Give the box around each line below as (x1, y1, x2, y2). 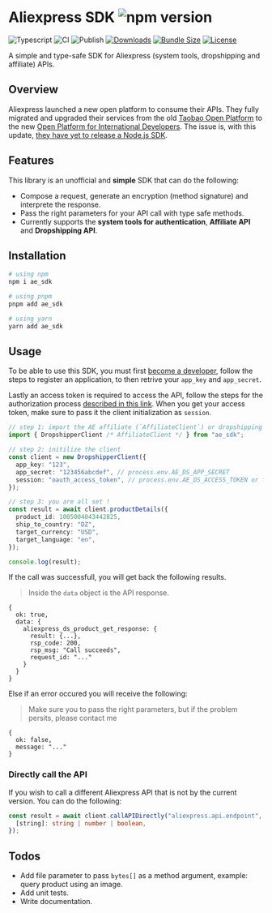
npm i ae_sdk (8, 278, 53, 286)
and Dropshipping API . (19, 225, 98, 235)
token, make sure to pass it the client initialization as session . (8, 408, 212, 418)
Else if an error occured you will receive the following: (8, 689, 188, 699)
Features (8, 154, 54, 168)
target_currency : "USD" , (15, 528, 100, 536)
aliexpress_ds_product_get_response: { (23, 625, 158, 633)
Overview (8, 83, 59, 96)
